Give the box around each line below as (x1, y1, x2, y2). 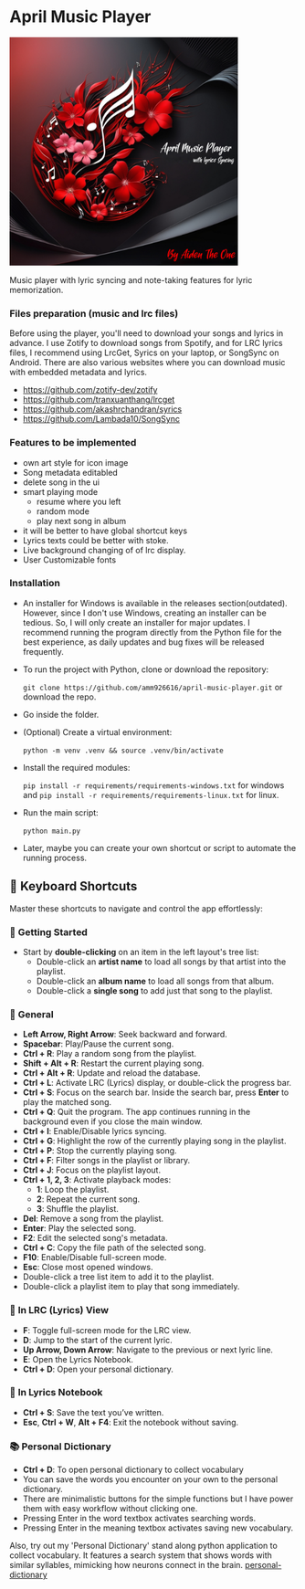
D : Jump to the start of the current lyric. (22, 1334, 173, 1345)
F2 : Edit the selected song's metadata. (22, 1233, 168, 1244)
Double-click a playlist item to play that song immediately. (22, 1281, 240, 1292)
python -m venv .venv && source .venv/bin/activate (22, 746, 224, 755)
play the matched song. (22, 1097, 112, 1108)
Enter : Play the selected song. (22, 1223, 137, 1234)
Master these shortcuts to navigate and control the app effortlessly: (9, 902, 263, 914)
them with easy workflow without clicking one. (22, 1503, 198, 1514)
